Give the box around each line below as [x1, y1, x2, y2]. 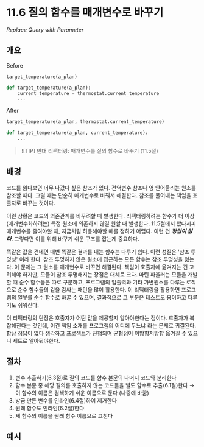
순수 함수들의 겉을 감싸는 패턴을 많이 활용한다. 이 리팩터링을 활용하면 [17, 286, 180, 293]
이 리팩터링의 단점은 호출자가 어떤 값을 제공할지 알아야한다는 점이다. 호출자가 [6, 314, 189, 322]
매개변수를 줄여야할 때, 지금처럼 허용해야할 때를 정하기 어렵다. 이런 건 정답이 [6, 227, 187, 234]
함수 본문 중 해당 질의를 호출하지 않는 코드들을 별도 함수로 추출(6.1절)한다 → [15, 381, 195, 389]
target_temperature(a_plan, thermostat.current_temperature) [6, 119, 165, 125]
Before [6, 62, 23, 69]
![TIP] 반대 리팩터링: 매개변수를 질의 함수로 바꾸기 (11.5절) [21, 147, 158, 154]
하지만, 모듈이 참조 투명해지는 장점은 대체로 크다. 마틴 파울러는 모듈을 [22, 270, 187, 278]
